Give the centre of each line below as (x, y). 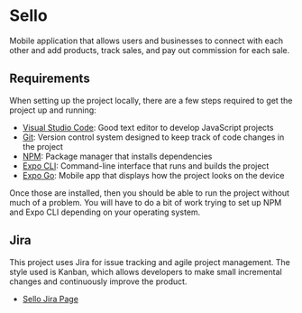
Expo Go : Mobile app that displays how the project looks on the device (153, 175)
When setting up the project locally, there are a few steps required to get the (151, 100)
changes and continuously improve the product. (98, 281)
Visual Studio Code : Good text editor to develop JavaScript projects (148, 127)
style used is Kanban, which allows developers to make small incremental (146, 272)
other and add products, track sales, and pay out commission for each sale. (150, 50)
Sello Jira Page (50, 299)
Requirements (50, 79)
